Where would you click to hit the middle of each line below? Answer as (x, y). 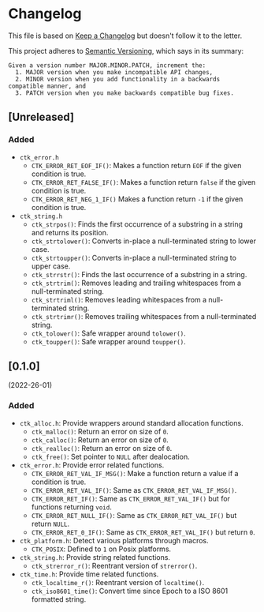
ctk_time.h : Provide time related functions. (89, 574)
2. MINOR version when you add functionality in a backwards (118, 79)
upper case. (51, 266)
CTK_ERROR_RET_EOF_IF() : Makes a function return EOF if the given (136, 165)
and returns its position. (70, 232)
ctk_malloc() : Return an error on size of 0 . (100, 431)
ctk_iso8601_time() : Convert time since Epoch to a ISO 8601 (130, 591)
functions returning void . (71, 507)
